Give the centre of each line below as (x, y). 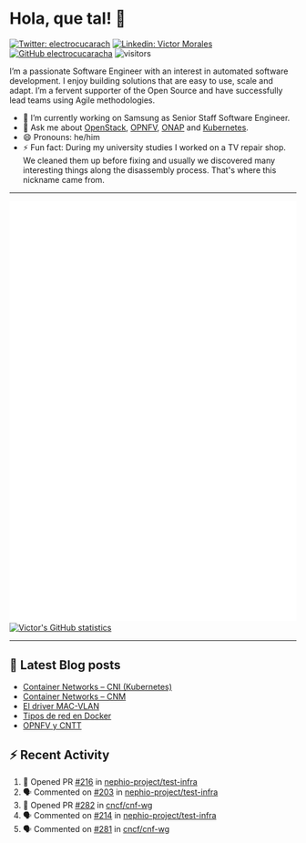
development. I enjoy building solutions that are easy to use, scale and (141, 80)
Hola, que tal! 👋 (68, 19)
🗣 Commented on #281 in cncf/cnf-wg (96, 828)
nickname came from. (63, 179)
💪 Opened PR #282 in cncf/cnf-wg (87, 805)
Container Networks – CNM (74, 696)
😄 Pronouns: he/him (61, 137)
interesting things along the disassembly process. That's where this (149, 170)
